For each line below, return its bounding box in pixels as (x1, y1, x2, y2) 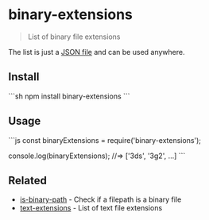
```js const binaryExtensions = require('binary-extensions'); (8, 135, 201, 145)
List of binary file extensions (27, 32, 121, 41)
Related (8, 173, 48, 187)
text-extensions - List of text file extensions (19, 203, 163, 213)
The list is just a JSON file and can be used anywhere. (8, 47, 185, 56)
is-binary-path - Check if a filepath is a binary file (19, 195, 182, 204)
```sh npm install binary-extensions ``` (8, 91, 130, 101)
